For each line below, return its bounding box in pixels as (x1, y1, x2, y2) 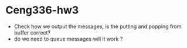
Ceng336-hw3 (5, 4, 79, 17)
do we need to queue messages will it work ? (13, 35, 123, 42)
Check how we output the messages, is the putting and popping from (13, 23, 182, 30)
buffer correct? (13, 29, 51, 36)
